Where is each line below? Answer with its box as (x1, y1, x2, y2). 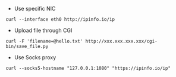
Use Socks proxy (14, 54, 56, 61)
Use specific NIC (14, 5, 56, 12)
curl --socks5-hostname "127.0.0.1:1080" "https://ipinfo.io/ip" (5, 65, 171, 71)
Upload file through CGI (14, 27, 73, 34)
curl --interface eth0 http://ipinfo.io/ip (5, 17, 115, 23)
